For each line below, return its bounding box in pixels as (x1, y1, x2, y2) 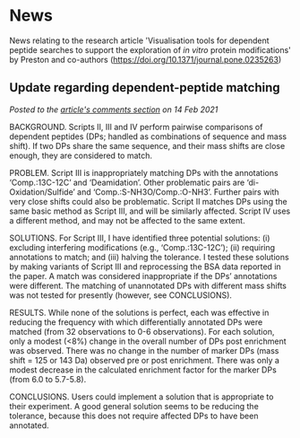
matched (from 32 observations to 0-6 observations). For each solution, (9, 326, 275, 337)
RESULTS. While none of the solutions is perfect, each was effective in (9, 307, 270, 318)
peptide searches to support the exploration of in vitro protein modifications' (9, 44, 291, 55)
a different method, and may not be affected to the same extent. (9, 215, 245, 225)
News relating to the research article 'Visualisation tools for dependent (9, 35, 270, 46)
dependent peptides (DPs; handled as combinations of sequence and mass (9, 131, 287, 142)
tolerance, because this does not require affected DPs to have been (9, 410, 259, 421)
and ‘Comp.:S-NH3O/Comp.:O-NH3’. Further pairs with (77, 186, 279, 197)
